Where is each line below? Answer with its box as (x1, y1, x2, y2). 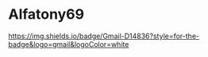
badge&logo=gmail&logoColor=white (8, 39, 129, 48)
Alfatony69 (8, 5, 85, 23)
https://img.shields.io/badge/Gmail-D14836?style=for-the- (8, 31, 200, 41)
